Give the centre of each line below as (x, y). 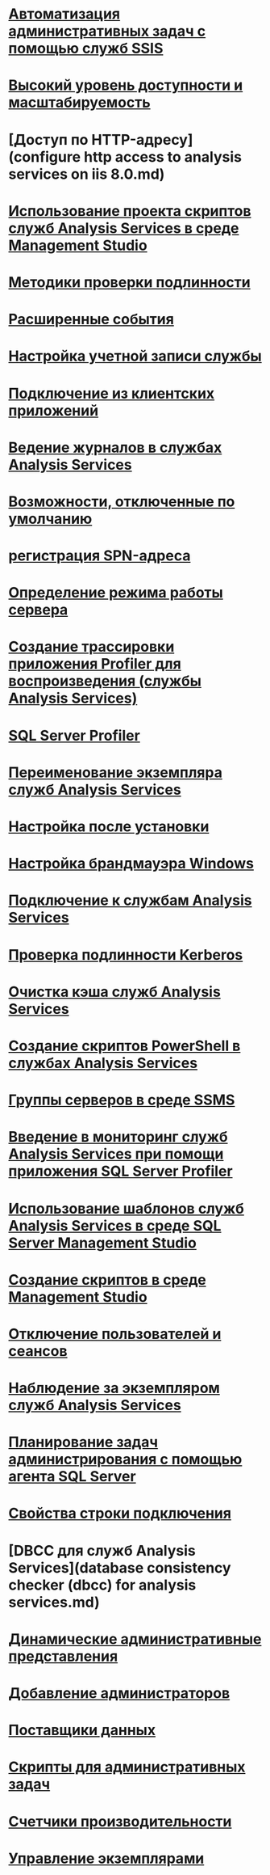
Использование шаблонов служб (126, 1208)
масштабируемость (79, 103)
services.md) (54, 1602)
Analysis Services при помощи (116, 1154)
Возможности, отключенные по (122, 501)
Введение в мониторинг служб (118, 1137)
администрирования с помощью (125, 1459)
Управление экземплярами (106, 1858)
